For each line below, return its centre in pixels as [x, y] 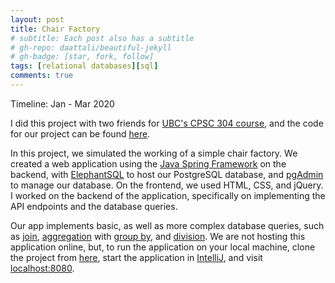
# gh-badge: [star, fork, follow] [82, 57]
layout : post [37, 19]
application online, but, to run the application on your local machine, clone [163, 247]
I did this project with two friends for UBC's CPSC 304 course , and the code [167, 123]
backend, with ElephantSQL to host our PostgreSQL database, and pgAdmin [167, 174]
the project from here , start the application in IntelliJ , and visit [136, 257]
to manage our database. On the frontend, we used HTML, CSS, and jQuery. [167, 185]
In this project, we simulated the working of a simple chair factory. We [154, 153]
